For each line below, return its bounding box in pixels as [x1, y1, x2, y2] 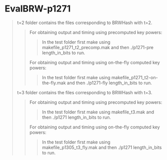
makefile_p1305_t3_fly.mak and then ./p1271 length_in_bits [42, 144, 162, 150]
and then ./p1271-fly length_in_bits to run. [67, 80, 152, 86]
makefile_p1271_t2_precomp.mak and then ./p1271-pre [42, 44, 154, 50]
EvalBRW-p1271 [5, 3, 71, 15]
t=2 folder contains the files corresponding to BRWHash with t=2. [17, 20, 152, 26]
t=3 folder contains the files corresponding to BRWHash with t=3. [17, 89, 152, 95]
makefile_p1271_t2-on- [111, 74, 158, 80]
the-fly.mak [42, 80, 66, 86]
